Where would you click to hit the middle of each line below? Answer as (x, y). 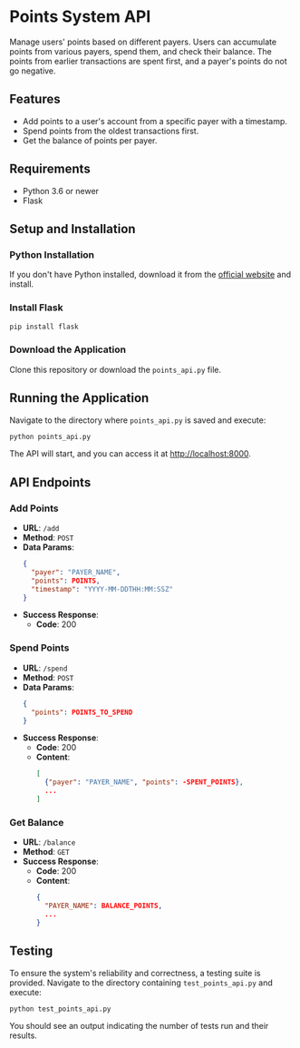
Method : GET (46, 852)
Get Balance (37, 822)
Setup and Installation (73, 229)
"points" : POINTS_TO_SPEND (82, 712)
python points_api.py (50, 436)
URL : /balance (49, 842)
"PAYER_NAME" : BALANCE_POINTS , (103, 906)
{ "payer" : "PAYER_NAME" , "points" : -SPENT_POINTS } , (144, 782)
